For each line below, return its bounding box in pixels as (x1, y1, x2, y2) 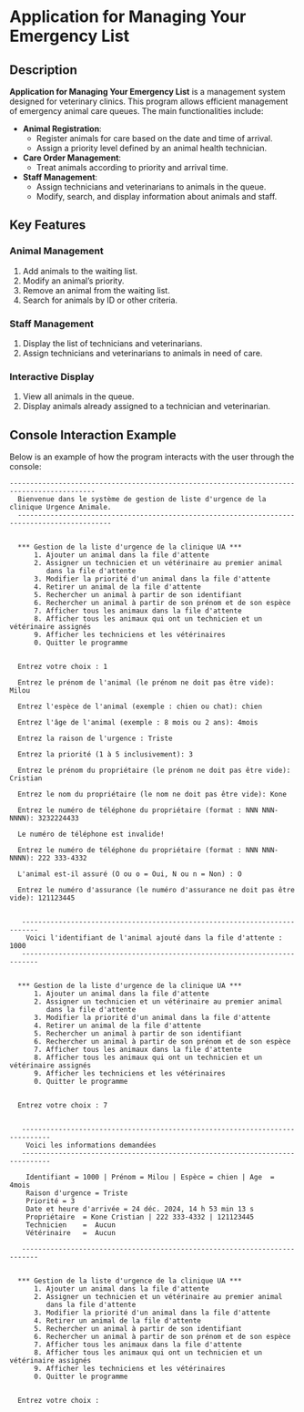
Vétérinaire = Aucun (25, 1229, 117, 1238)
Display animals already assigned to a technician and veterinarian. (22, 401, 271, 412)
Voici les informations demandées (25, 1141, 157, 1150)
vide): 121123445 (9, 893, 76, 903)
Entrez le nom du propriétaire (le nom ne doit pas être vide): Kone (17, 790, 287, 799)
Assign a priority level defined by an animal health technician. (35, 143, 267, 153)
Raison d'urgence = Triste (25, 1189, 128, 1198)
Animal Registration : (22, 123, 102, 134)
